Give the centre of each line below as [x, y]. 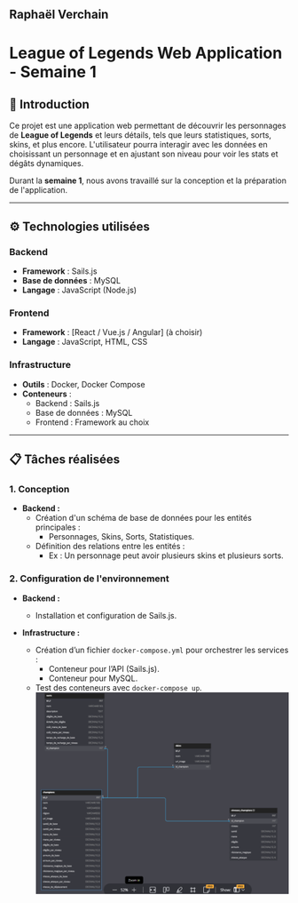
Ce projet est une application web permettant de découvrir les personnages [148, 126]
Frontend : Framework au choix [92, 422]
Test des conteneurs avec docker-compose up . [118, 687]
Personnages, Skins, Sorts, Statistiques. [122, 537]
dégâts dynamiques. [47, 164]
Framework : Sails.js [59, 271]
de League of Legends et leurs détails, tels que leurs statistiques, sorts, [141, 135]
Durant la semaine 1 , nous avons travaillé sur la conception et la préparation [148, 180]
